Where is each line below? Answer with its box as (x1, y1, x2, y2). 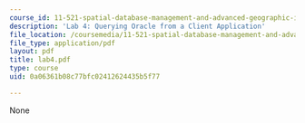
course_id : (9, 13, 51, 23)
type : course (9, 64, 59, 73)
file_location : (9, 30, 67, 39)
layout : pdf (9, 47, 54, 56)
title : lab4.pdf (9, 55, 71, 64)
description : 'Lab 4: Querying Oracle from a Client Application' (9, 22, 266, 31)
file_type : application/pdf (9, 38, 116, 48)
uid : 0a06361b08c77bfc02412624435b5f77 (9, 72, 161, 81)
